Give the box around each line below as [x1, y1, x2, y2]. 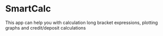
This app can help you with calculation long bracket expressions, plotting [5, 19, 158, 25]
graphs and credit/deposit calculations [5, 24, 86, 30]
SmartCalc [5, 3, 51, 14]
